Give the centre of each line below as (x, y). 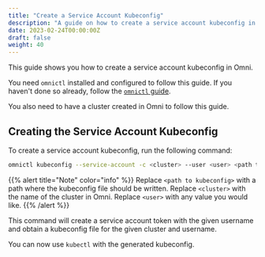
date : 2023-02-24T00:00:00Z (54, 30)
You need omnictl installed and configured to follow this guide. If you (120, 83)
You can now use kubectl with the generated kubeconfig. (101, 244)
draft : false (30, 38)
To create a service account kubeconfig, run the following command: (120, 150)
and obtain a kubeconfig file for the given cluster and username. (112, 229)
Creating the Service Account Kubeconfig (113, 131)
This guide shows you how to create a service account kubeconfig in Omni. (131, 67)
